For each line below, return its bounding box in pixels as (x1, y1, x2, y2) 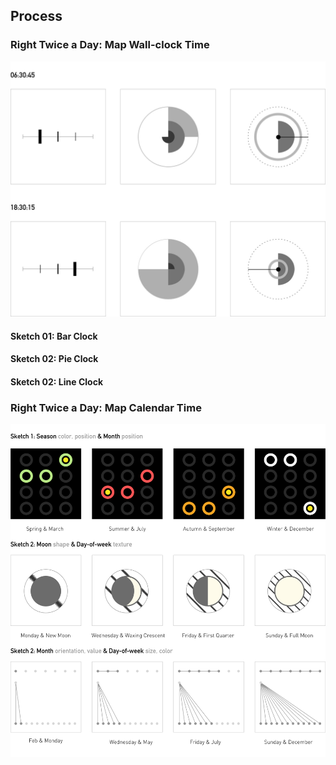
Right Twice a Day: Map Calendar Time (10, 400, 202, 414)
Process (10, 8, 63, 25)
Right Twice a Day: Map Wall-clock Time (10, 38, 210, 52)
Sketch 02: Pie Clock (10, 353, 99, 365)
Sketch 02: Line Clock (10, 375, 103, 388)
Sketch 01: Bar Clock (10, 330, 98, 342)
